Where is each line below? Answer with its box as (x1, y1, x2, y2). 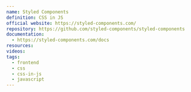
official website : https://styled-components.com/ (6, 20, 137, 26)
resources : (6, 43, 34, 49)
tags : (6, 54, 20, 60)
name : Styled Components (6, 8, 69, 15)
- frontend (11, 59, 39, 65)
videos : (6, 48, 26, 54)
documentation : (6, 31, 45, 38)
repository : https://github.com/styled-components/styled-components (6, 25, 186, 32)
